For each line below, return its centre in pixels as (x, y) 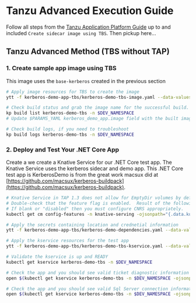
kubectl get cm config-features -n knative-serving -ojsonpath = (86, 214)
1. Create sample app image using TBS (61, 68)
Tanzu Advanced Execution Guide (90, 11)
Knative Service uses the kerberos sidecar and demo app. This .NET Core (95, 168)
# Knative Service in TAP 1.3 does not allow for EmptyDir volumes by (94, 198)
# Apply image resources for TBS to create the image (73, 92)
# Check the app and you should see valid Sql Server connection (87, 289)
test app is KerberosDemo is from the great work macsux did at (82, 175)
